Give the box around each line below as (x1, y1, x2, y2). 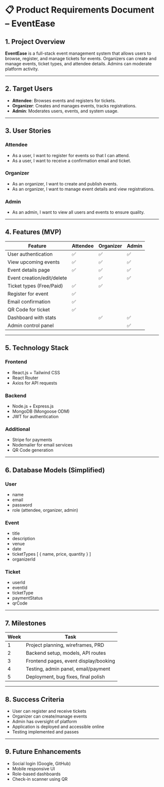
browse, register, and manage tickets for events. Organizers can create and (5, 56, 157, 61)
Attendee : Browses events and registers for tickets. (12, 98, 116, 103)
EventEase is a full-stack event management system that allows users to (5, 50, 151, 56)
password (12, 502, 33, 508)
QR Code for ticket (7, 306, 50, 313)
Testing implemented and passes (12, 729, 79, 735)
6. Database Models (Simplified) (5, 466, 105, 474)
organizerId (12, 556, 36, 562)
